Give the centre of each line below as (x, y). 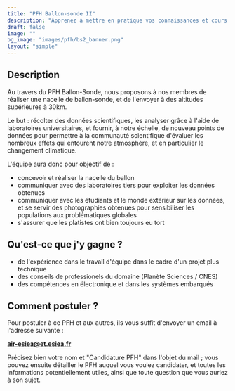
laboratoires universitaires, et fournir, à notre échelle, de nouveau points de (116, 128)
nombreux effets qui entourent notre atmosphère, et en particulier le (106, 143)
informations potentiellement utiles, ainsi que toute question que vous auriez (117, 373)
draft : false (26, 27)
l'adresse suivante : (35, 331)
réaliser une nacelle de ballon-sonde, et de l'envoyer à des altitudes (105, 99)
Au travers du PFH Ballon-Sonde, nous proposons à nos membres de (107, 91)
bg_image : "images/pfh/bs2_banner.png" (66, 40)
